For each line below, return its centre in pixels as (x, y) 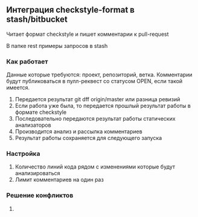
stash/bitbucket (37, 20)
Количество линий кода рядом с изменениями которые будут (95, 167)
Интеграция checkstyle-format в (70, 10)
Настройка (23, 154)
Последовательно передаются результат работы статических (95, 119)
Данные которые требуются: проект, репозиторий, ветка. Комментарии (99, 75)
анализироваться (37, 173)
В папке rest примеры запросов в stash (57, 45)
